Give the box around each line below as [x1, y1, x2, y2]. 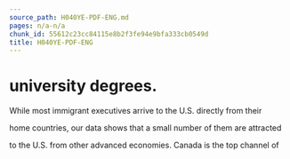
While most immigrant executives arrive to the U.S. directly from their [9, 106, 262, 116]
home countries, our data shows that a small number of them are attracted [9, 123, 282, 133]
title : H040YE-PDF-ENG [9, 37, 93, 47]
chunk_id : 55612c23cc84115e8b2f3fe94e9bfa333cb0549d [9, 29, 209, 38]
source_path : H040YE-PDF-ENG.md [9, 12, 129, 22]
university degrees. [9, 76, 157, 96]
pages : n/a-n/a [9, 21, 66, 30]
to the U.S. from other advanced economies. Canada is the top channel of [9, 139, 279, 151]
